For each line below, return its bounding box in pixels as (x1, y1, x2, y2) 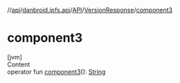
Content (7, 60, 30, 68)
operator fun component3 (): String (7, 67, 106, 75)
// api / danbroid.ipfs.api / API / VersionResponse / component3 (7, 6, 173, 14)
